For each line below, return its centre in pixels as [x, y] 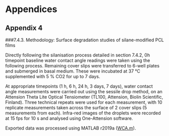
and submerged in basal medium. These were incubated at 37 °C [73, 71]
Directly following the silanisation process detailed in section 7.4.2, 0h [78, 55]
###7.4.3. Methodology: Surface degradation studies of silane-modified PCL [84, 40]
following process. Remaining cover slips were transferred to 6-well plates [82, 66]
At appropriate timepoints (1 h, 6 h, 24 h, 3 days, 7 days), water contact [79, 86]
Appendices [31, 9]
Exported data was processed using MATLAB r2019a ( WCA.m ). [71, 128]
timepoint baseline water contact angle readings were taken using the [78, 60]
